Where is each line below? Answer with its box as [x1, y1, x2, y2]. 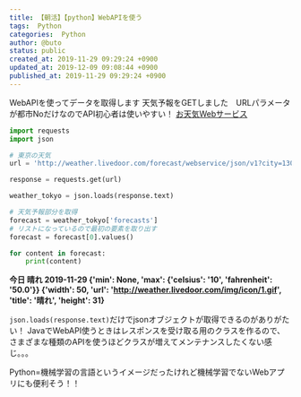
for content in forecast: [9, 248, 106, 258]
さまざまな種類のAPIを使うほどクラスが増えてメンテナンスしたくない [9, 337, 265, 348]
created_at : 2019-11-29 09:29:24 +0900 [9, 55, 159, 64]
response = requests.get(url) [9, 176, 123, 185]
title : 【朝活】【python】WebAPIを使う [9, 13, 143, 22]
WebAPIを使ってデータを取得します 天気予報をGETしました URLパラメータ [9, 97, 291, 108]
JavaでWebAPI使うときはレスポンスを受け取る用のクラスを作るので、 [26, 325, 285, 336]
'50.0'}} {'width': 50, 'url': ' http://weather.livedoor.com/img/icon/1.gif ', [9, 284, 282, 296]
